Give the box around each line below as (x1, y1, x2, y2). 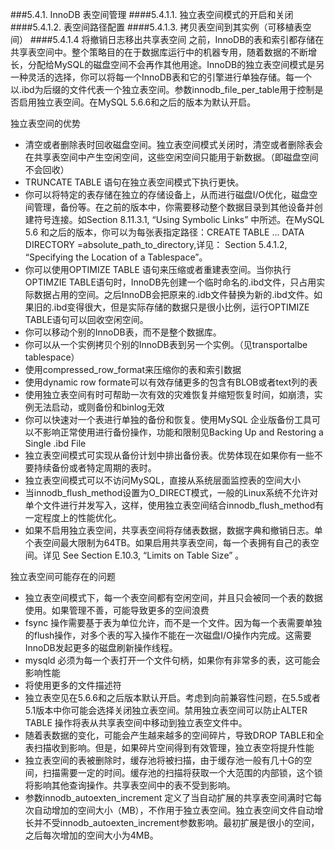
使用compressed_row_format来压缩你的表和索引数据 (24, 364, 242, 375)
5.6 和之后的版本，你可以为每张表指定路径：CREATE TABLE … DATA (24, 226, 305, 238)
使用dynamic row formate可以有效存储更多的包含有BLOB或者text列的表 (24, 376, 318, 388)
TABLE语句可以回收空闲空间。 (24, 314, 149, 325)
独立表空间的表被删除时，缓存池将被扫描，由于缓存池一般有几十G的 (24, 754, 304, 766)
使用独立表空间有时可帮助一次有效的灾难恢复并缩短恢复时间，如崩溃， (24, 389, 315, 400)
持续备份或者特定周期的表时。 (33, 462, 157, 473)
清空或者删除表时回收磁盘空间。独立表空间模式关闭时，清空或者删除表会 (24, 139, 323, 150)
